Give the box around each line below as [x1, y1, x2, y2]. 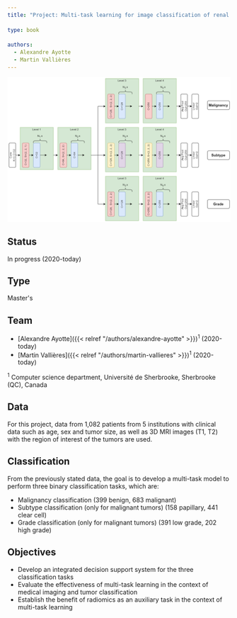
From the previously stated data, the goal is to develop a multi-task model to [7, 474, 230, 483]
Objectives [7, 546, 57, 558]
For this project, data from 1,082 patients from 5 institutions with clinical [7, 420, 216, 428]
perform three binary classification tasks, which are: [7, 482, 159, 490]
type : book [7, 26, 40, 33]
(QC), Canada [7, 381, 47, 389]
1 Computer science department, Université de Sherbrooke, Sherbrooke [7, 372, 216, 382]
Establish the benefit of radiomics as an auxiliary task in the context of [17, 595, 223, 604]
